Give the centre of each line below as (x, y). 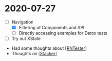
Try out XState (26, 39)
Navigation (22, 22)
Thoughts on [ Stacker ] (34, 54)
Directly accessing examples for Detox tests (63, 33)
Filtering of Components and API (52, 28)
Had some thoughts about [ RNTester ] (49, 48)
